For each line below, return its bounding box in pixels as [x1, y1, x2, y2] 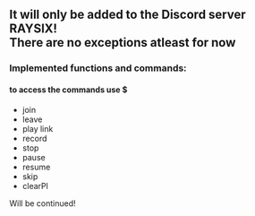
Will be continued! [9, 197, 76, 209]
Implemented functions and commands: [9, 62, 187, 74]
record [21, 133, 47, 143]
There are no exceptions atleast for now [9, 35, 236, 50]
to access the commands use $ [9, 84, 128, 95]
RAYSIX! [9, 22, 58, 37]
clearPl [21, 180, 49, 191]
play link [21, 123, 54, 134]
